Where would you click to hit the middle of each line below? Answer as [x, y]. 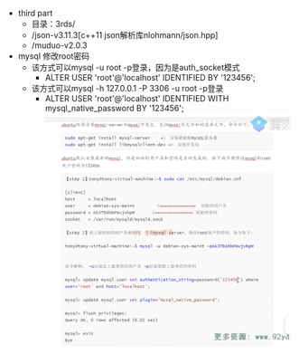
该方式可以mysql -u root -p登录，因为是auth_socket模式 [136, 67]
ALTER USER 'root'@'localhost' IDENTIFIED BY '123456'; [150, 77]
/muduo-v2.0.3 [59, 45]
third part [35, 13]
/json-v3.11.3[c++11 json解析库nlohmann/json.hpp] [125, 35]
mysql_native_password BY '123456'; [114, 108]
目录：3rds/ [53, 24]
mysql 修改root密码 [54, 56]
